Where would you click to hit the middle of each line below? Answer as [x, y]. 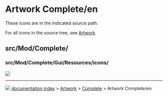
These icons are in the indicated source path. [52, 23]
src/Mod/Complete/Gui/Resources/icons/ [57, 62]
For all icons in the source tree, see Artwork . [51, 32]
